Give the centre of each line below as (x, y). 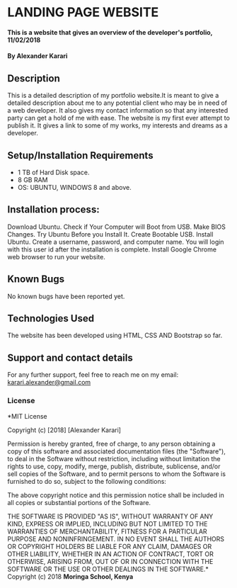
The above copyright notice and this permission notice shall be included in (116, 495)
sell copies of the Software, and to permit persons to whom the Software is (117, 474)
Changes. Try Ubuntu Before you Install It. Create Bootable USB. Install (110, 234)
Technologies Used (51, 318)
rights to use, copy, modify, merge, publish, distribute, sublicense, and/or (114, 466)
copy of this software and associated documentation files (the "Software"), (117, 451)
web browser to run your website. (57, 256)
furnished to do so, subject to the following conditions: (87, 481)
